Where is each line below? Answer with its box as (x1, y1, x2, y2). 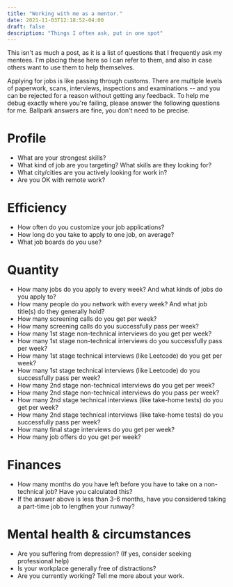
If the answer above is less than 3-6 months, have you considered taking (17, 495, 226, 503)
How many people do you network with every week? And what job (17, 300, 207, 308)
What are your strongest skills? (17, 154, 106, 162)
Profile (7, 131, 47, 147)
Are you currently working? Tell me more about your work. (17, 571, 184, 580)
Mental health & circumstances (7, 527, 191, 543)
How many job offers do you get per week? (17, 433, 141, 441)
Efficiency (7, 200, 67, 216)
